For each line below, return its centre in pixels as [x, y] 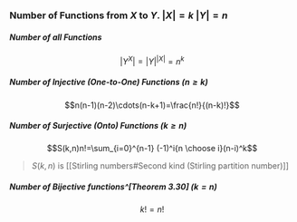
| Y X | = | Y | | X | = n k [152, 61]
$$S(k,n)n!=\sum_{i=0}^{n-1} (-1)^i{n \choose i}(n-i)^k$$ [152, 149]
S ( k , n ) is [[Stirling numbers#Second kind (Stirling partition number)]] [160, 166]
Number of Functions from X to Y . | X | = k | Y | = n [119, 15]
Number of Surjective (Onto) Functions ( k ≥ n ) [98, 126]
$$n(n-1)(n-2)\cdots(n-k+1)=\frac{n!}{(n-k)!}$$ [152, 105]
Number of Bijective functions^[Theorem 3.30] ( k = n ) [113, 187]
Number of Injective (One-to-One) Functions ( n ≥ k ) [109, 82]
